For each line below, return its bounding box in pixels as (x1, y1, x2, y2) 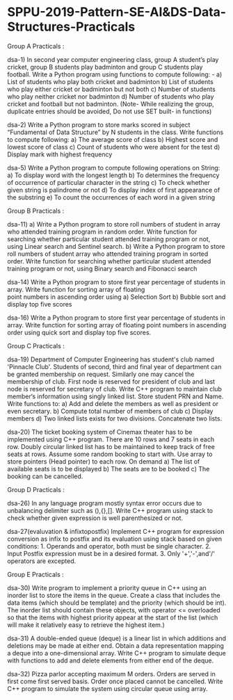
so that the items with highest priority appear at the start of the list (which (7, 613, 218, 621)
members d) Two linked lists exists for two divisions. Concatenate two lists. (7, 414, 223, 423)
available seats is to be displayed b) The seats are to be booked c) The (7, 464, 210, 473)
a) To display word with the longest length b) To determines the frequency (7, 171, 220, 179)
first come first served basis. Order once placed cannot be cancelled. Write (7, 677, 223, 685)
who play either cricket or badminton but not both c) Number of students (7, 85, 216, 93)
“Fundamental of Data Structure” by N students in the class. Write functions (7, 128, 224, 136)
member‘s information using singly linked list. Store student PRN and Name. (7, 392, 224, 400)
